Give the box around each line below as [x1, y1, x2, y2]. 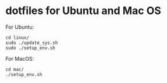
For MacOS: [5, 55, 34, 62]
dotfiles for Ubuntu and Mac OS [5, 4, 162, 18]
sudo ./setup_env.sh [5, 45, 56, 51]
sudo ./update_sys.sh [5, 40, 58, 46]
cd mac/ [5, 66, 25, 72]
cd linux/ [5, 34, 30, 40]
